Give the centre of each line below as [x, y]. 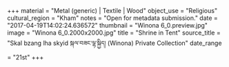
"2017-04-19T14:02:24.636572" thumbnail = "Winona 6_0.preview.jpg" [108, 25]
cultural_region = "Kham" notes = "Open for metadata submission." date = [113, 18]
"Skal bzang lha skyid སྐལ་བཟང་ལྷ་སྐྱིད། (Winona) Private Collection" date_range [114, 43]
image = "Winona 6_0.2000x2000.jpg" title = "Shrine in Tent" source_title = [114, 32]
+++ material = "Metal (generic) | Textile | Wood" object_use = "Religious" [112, 11]
